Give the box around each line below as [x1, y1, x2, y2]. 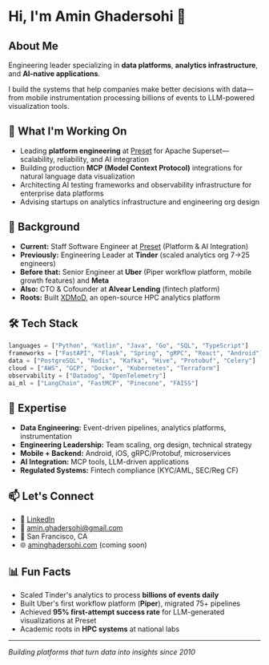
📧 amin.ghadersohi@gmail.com [19, 523, 123, 533]
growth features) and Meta [19, 276, 110, 285]
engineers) [19, 258, 56, 268]
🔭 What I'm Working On [8, 124, 127, 139]
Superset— [191, 146, 230, 155]
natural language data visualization [19, 171, 135, 181]
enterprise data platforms [19, 188, 104, 198]
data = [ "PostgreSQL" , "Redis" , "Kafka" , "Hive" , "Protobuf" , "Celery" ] [8, 357, 256, 365]
